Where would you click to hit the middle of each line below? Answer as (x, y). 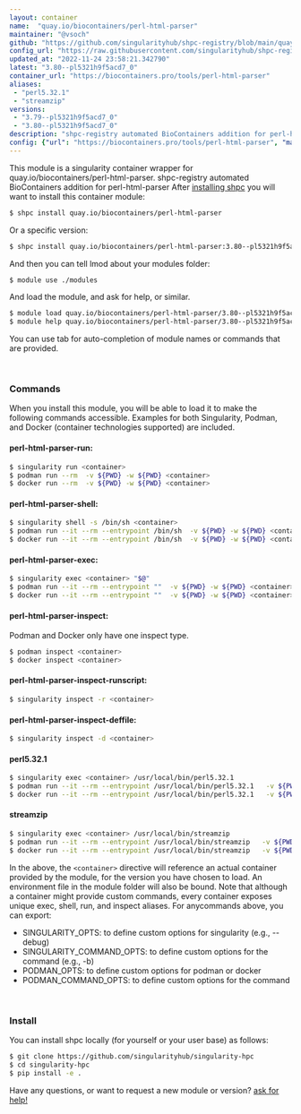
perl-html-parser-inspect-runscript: (78, 681)
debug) (36, 942)
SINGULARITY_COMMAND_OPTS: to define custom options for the (145, 951)
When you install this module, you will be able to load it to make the (133, 408)
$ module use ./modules (54, 280)
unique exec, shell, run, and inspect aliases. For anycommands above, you (146, 905)
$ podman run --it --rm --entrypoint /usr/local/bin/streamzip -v (140, 842)
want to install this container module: (77, 196)
